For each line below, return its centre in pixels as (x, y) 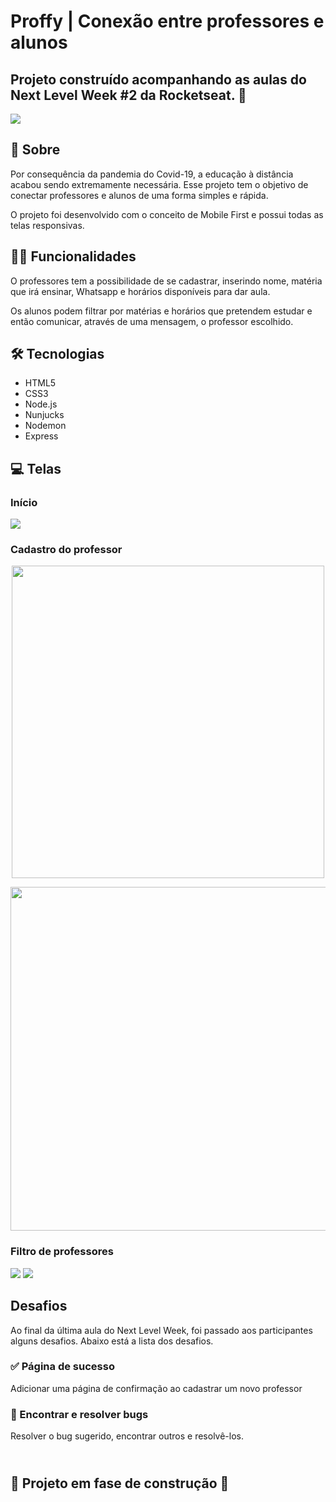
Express (41, 436)
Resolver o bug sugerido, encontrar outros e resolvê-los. (127, 1436)
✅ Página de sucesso (62, 1367)
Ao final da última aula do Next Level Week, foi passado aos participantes (161, 1330)
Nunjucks (44, 415)
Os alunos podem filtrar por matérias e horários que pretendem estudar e (161, 311)
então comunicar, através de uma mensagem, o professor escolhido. (152, 321)
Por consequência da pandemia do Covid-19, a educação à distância (152, 174)
